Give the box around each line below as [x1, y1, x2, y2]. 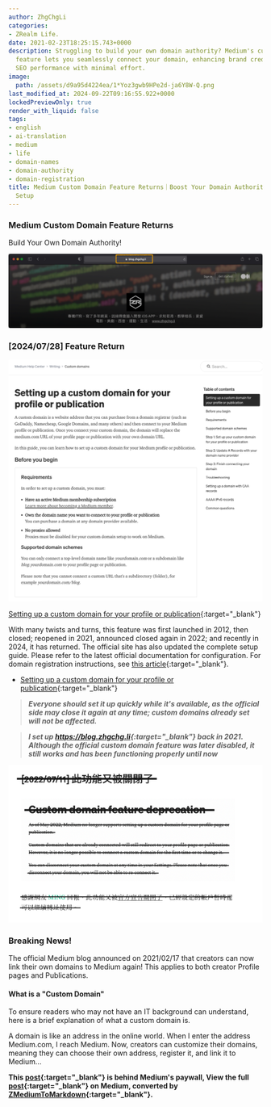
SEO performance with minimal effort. [15, 65, 147, 73]
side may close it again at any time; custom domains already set [27, 707, 250, 717]
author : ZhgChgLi [8, 13, 67, 21]
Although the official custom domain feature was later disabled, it [27, 740, 255, 750]
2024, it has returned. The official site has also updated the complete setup [8, 642, 259, 652]
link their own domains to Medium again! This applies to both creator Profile [8, 962, 260, 972]
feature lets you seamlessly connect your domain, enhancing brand [15, 56, 248, 64]
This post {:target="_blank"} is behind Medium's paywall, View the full [8, 1072, 250, 1082]
